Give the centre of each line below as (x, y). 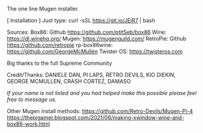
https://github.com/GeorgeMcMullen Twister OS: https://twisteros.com (95, 51)
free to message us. (32, 99)
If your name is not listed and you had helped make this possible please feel (102, 93)
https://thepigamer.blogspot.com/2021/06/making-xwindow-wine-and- (96, 118)
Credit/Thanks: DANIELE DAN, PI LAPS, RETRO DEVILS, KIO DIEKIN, (91, 75)
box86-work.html (28, 124)
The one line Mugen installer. (43, 9)
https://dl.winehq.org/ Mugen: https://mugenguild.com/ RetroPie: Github (97, 38)
